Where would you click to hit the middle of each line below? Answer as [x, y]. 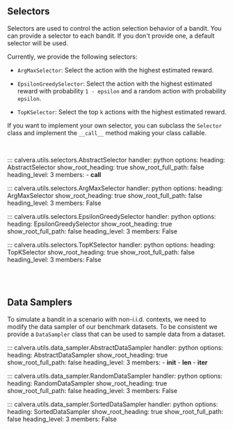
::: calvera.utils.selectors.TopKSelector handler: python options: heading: [111, 245]
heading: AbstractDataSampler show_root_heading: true [88, 355]
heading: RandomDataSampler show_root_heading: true [87, 383]
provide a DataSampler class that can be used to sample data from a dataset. [116, 334]
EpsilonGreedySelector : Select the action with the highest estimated [114, 84]
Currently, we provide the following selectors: [72, 56]
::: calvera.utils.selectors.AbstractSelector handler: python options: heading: [116, 160]
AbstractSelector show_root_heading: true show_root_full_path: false [106, 167]
